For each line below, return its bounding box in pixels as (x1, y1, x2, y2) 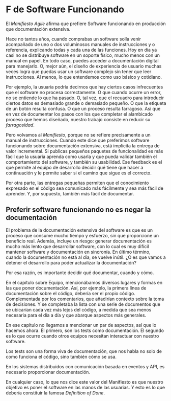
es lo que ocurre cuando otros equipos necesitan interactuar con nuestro (6, 332, 159, 339)
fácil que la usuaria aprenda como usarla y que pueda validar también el (6, 153, 157, 160)
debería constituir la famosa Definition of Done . (6, 390, 105, 396)
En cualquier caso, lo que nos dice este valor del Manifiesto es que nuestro (6, 378, 163, 385)
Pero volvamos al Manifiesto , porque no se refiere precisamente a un (6, 131, 151, 138)
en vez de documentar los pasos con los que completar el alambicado (6, 111, 153, 117)
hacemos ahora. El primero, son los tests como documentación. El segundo (6, 327, 164, 333)
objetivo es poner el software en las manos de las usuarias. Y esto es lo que (6, 384, 165, 390)
